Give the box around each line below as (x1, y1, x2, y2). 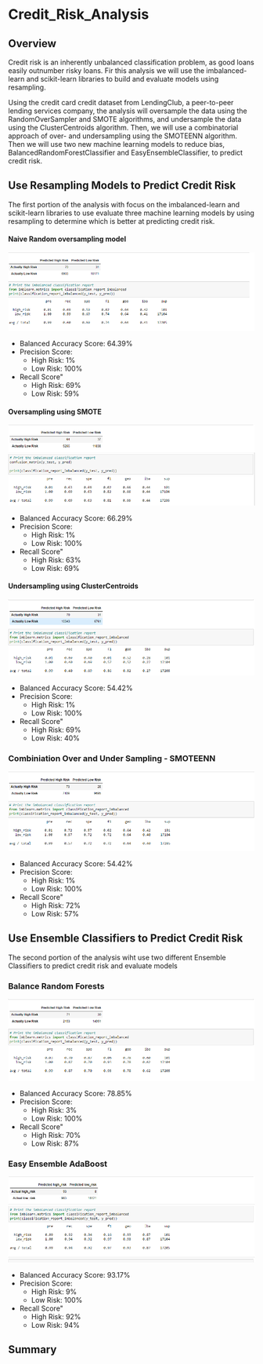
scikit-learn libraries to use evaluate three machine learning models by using (8, 208, 254, 218)
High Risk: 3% (31, 1106, 77, 1115)
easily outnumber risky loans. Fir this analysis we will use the (8, 66, 205, 75)
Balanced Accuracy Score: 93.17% (19, 1270, 131, 1279)
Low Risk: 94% (31, 1320, 80, 1329)
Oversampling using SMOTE (8, 407, 102, 416)
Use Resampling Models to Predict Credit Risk (8, 179, 236, 192)
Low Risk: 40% (31, 733, 81, 743)
